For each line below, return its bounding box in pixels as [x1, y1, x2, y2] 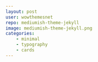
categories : [5, 31, 35, 37]
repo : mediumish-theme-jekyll [5, 19, 80, 25]
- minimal [16, 36, 40, 42]
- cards [16, 47, 35, 53]
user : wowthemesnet [5, 14, 53, 20]
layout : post [5, 8, 38, 15]
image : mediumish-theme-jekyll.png [5, 25, 93, 31]
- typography [16, 42, 48, 48]
